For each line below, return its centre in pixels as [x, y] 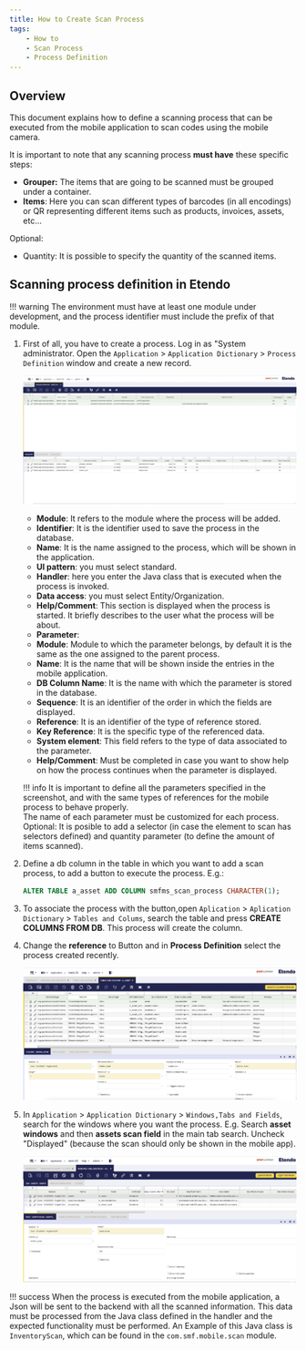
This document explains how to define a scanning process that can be [141, 118]
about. [48, 625]
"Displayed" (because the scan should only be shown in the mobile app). [159, 1143]
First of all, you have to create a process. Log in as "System [134, 343]
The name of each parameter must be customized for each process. [151, 817]
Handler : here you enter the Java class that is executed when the [159, 577]
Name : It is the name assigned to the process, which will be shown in [166, 547]
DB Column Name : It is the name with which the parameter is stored [164, 683]
